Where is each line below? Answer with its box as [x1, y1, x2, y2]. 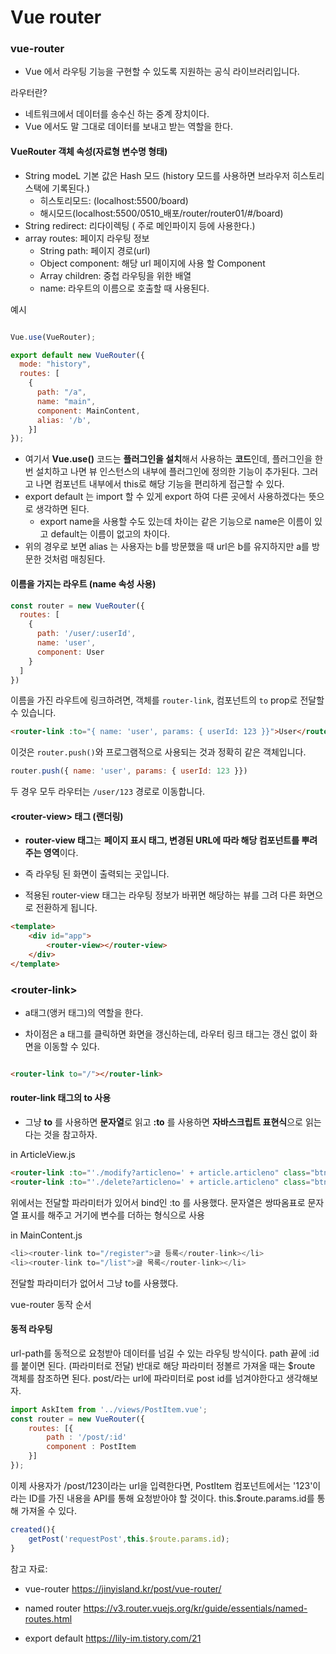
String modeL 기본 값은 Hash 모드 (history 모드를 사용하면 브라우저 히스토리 [24, 169, 325, 181]
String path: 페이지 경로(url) [39, 244, 151, 256]
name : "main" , [36, 396, 97, 406]
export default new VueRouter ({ [10, 350, 145, 360]
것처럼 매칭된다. [43, 553, 106, 565]
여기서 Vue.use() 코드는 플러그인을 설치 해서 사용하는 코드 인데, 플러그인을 [24, 453, 313, 465]
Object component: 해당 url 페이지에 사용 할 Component [39, 257, 266, 269]
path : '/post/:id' [46, 1432, 128, 1443]
